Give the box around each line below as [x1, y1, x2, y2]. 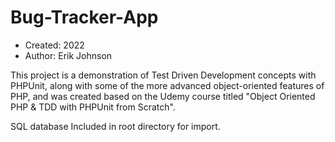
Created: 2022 [24, 39, 85, 51]
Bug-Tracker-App [10, 6, 159, 29]
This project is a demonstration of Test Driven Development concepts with [10, 69, 317, 81]
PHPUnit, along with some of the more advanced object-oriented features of [10, 79, 325, 91]
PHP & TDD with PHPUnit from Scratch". [10, 101, 176, 113]
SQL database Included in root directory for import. [10, 120, 221, 132]
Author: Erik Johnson [24, 49, 113, 61]
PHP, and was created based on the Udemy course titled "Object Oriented [10, 90, 316, 102]
